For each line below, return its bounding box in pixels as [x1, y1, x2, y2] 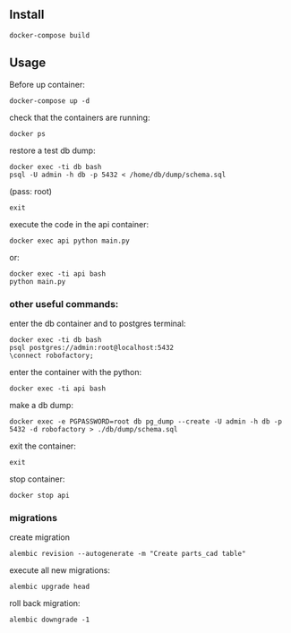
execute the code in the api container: [9, 218, 150, 229]
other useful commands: [9, 297, 119, 310]
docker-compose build [9, 30, 90, 39]
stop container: [9, 474, 65, 484]
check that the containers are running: [9, 112, 150, 123]
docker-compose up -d [9, 96, 90, 106]
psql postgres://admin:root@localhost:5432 [9, 343, 175, 352]
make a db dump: [9, 399, 74, 410]
